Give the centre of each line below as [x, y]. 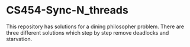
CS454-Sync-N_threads [67, 10]
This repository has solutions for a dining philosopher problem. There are [95, 26]
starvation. [19, 39]
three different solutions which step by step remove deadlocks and [88, 32]
